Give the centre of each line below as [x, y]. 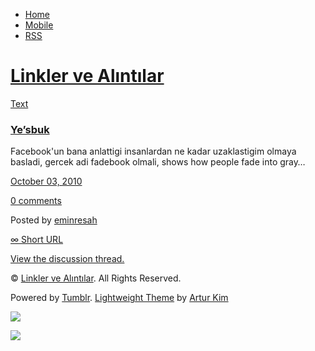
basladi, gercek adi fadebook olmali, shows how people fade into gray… [158, 162]
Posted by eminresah [54, 220]
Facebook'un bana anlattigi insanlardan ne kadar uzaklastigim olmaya [153, 151]
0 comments [36, 201]
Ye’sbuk [30, 129]
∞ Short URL [37, 240]
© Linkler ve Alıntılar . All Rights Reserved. [96, 278]
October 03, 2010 [46, 181]
